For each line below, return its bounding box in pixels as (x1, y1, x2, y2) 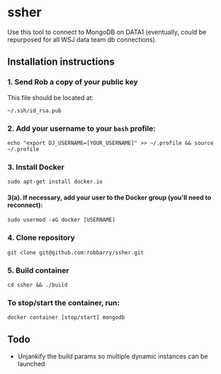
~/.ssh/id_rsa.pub (7, 107, 62, 114)
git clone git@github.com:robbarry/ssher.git (7, 249, 144, 256)
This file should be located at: (7, 93, 94, 101)
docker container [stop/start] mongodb (7, 314, 125, 321)
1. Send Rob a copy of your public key (7, 77, 138, 87)
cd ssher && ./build (7, 282, 69, 289)
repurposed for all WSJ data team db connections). (7, 35, 157, 43)
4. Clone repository (7, 233, 76, 243)
